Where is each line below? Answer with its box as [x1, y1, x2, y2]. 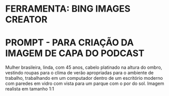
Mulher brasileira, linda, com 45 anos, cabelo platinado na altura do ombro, [5, 64, 162, 71]
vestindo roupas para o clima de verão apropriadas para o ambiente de [5, 70, 154, 76]
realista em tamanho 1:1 [5, 86, 54, 92]
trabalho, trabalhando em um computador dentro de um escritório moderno [5, 75, 163, 81]
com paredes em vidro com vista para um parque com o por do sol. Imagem [5, 80, 164, 86]
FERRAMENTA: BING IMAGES [5, 3, 131, 15]
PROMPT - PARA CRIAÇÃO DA [5, 37, 134, 49]
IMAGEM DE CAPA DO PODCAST [5, 47, 145, 59]
